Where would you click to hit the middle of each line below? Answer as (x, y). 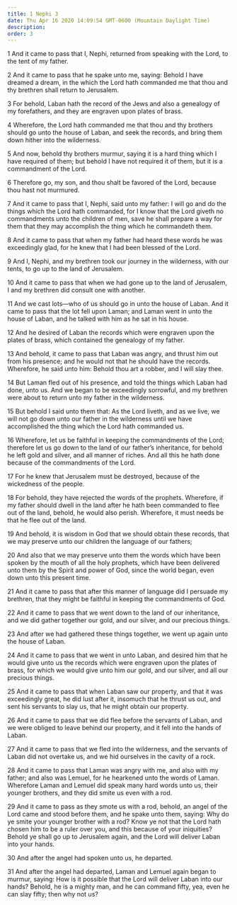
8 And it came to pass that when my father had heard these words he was (115, 240)
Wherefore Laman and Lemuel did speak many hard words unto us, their (112, 785)
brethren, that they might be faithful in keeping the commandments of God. (117, 599)
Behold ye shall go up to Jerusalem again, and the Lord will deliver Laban (114, 837)
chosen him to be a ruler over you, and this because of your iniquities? (110, 829)
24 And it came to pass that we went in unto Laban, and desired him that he (117, 655)
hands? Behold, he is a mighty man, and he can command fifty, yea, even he (118, 887)
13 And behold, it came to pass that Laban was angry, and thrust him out (113, 354)
